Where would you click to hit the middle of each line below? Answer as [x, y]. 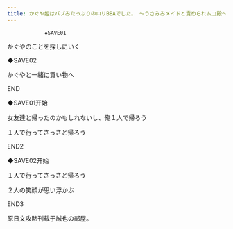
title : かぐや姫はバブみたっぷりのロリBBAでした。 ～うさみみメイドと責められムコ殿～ [117, 14]
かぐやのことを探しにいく [44, 46]
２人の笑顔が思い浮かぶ [41, 190]
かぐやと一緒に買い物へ [41, 74]
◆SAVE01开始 [27, 103]
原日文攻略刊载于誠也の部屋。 [50, 218]
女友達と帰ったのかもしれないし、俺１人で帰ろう [77, 117]
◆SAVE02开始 [28, 160]
